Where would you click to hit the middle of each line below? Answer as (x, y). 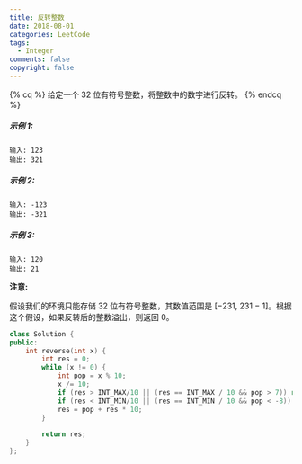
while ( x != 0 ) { (74, 368)
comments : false (40, 59)
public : (24, 343)
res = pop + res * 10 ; (100, 409)
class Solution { (42, 334)
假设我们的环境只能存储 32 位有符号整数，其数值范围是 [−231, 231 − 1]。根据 (151, 306)
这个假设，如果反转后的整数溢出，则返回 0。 (92, 317)
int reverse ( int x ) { (66, 351)
